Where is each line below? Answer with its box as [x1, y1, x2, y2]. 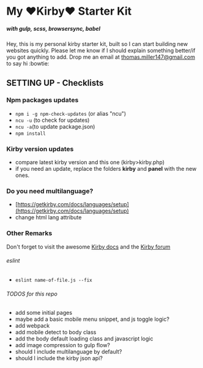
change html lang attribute [15, 214, 82, 221]
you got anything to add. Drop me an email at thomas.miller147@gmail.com [6, 53, 196, 61]
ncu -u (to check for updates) [15, 116, 90, 124]
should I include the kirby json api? [15, 355, 103, 362]
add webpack [15, 322, 50, 329]
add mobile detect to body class [15, 329, 97, 336]
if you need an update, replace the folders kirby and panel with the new [15, 165, 197, 173]
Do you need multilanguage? [6, 187, 94, 195]
